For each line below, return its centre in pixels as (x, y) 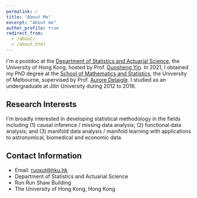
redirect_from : (25, 33)
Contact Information (44, 156)
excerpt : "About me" (31, 22)
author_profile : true (33, 28)
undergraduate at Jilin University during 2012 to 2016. (71, 86)
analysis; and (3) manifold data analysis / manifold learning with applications (99, 131)
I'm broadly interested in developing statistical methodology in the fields (94, 119)
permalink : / (22, 11)
